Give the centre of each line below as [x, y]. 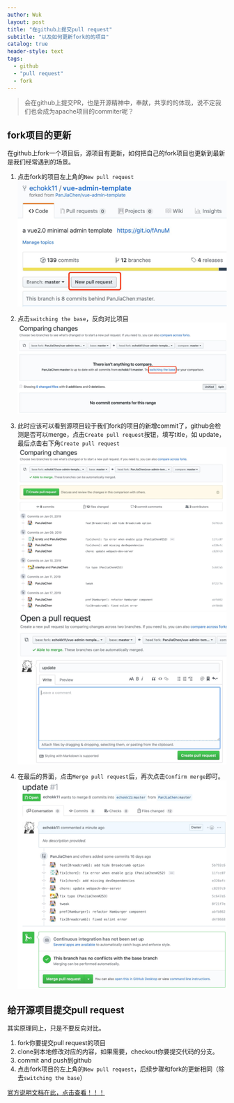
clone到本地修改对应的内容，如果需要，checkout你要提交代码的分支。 [118, 1051]
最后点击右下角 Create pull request [68, 443]
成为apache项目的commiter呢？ [88, 111]
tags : [15, 59]
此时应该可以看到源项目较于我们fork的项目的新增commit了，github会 [116, 426]
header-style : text [36, 52]
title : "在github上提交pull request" [60, 29]
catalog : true [28, 44]
